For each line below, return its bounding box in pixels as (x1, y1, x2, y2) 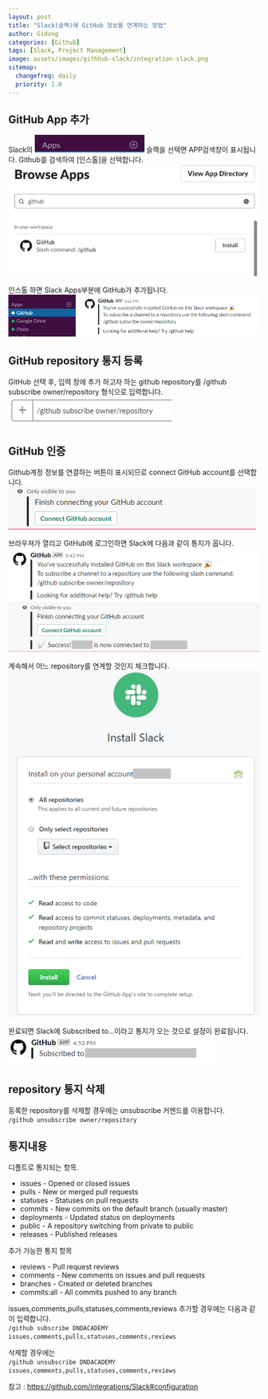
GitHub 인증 (8, 444, 66, 459)
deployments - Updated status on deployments (19, 1212, 175, 1222)
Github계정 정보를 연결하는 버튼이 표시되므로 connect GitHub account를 (8, 467, 236, 477)
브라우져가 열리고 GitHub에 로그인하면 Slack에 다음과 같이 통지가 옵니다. (8, 538, 234, 547)
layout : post (8, 13, 52, 21)
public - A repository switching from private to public (19, 1221, 194, 1230)
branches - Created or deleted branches (19, 1278, 153, 1288)
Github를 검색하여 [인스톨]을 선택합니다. (18, 155, 144, 165)
